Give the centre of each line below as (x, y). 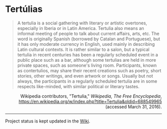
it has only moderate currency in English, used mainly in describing (86, 44)
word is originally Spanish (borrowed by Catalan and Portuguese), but (89, 39)
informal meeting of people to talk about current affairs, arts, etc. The (88, 33)
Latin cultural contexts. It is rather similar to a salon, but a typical (83, 49)
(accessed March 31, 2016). (133, 107)
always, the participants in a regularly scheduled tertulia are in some (87, 81)
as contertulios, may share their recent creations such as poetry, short (89, 70)
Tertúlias (24, 9)
